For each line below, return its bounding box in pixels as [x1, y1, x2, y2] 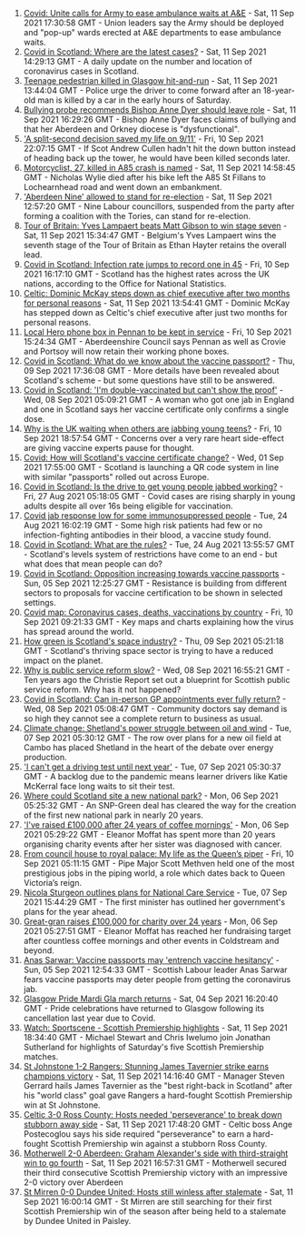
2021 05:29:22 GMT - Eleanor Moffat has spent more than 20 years [23, 829, 276, 839]
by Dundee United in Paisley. [23, 1216, 132, 1226]
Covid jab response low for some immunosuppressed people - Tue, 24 [23, 510, 289, 521]
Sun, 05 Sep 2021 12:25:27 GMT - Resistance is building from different [23, 577, 288, 588]
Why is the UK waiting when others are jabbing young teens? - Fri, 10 [23, 423, 282, 434]
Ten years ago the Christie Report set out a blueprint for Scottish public [23, 675, 290, 685]
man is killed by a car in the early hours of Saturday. [37, 95, 232, 105]
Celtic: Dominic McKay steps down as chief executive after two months [23, 288, 290, 298]
